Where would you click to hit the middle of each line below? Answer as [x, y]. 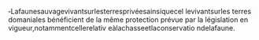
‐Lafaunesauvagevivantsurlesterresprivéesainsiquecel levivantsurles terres [130, 11]
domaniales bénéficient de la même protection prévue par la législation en [128, 20]
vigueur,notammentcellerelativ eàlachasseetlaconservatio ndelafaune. [122, 28]
